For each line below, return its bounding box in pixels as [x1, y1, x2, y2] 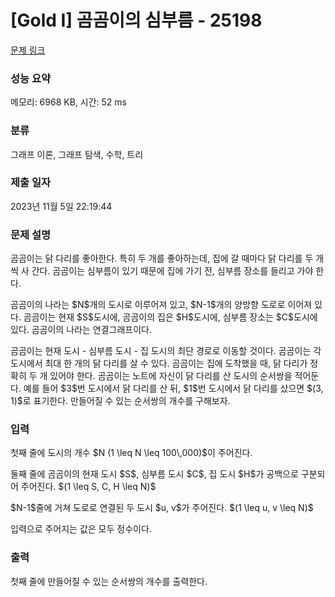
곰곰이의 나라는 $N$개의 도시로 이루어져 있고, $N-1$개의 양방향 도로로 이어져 [10, 299, 313, 311]
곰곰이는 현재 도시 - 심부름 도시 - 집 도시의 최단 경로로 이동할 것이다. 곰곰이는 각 [10, 345, 322, 357]
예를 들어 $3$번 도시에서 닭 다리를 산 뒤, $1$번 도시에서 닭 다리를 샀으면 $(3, [23, 382, 324, 395]
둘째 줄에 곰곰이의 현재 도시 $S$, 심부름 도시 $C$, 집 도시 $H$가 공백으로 [10, 468, 299, 480]
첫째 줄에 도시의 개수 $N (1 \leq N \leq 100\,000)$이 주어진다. [10, 447, 253, 459]
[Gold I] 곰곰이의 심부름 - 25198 [10, 9, 263, 32]
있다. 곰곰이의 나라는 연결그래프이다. [10, 324, 152, 336]
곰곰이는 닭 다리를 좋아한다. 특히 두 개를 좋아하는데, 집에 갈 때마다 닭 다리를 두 [10, 252, 314, 265]
